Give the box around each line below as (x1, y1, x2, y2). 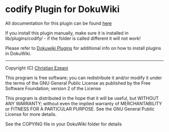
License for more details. (5, 111, 57, 117)
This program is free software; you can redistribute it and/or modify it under (5, 75, 162, 81)
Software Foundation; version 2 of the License (5, 85, 101, 91)
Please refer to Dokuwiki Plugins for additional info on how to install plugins (5, 45, 161, 51)
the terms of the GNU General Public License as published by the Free (5, 80, 151, 86)
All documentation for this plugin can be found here (5, 20, 112, 26)
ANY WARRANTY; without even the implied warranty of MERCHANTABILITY (5, 100, 162, 106)
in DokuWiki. (5, 50, 32, 56)
